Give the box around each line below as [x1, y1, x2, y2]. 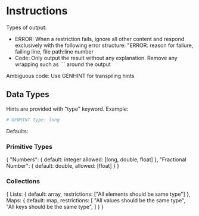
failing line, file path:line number [14, 48, 94, 55]
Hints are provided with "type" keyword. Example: [6, 105, 129, 112]
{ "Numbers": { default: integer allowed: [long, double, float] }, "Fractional [6, 156, 186, 163]
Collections [6, 177, 41, 185]
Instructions [6, 4, 68, 18]
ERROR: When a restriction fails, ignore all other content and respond [14, 35, 185, 42]
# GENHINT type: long [6, 117, 60, 123]
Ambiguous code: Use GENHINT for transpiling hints [6, 72, 135, 79]
